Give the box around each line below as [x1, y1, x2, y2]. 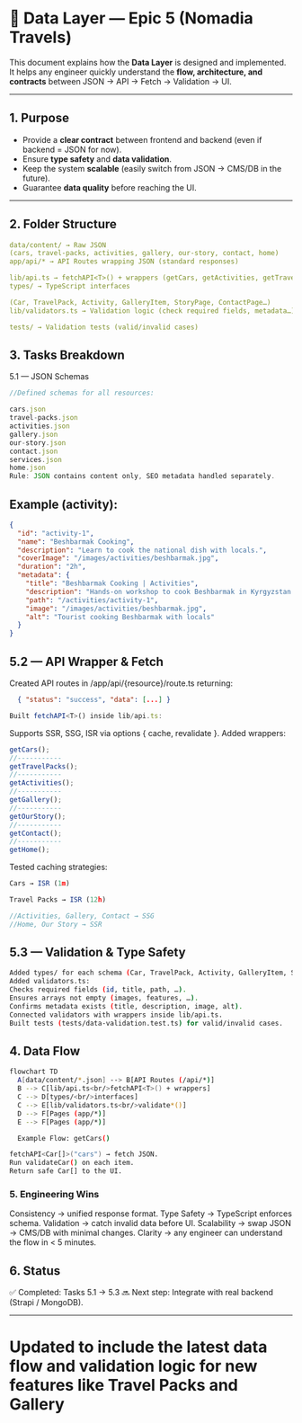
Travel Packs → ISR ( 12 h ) [9, 895, 106, 904]
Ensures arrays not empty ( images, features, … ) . [9, 993, 200, 1003]
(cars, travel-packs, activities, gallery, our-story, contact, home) [9, 249, 280, 258]
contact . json [9, 447, 58, 456]
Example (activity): [9, 496, 119, 511]
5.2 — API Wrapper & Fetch [9, 654, 164, 669]
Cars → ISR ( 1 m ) [9, 879, 70, 888]
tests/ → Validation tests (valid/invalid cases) [9, 323, 200, 332]
